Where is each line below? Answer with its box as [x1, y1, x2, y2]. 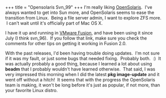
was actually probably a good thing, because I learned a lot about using [5, 61, 152, 66]
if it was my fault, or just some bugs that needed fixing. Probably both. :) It [5, 55, 161, 61]
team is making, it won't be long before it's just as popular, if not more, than [5, 82, 161, 88]
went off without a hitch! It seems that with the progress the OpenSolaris [5, 77, 156, 82]
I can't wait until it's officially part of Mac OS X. [6, 20, 103, 26]
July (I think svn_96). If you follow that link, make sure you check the [5, 35, 147, 41]
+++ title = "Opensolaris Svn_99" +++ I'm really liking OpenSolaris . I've [5, 4, 153, 10]
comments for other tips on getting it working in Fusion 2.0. [5, 40, 127, 46]
